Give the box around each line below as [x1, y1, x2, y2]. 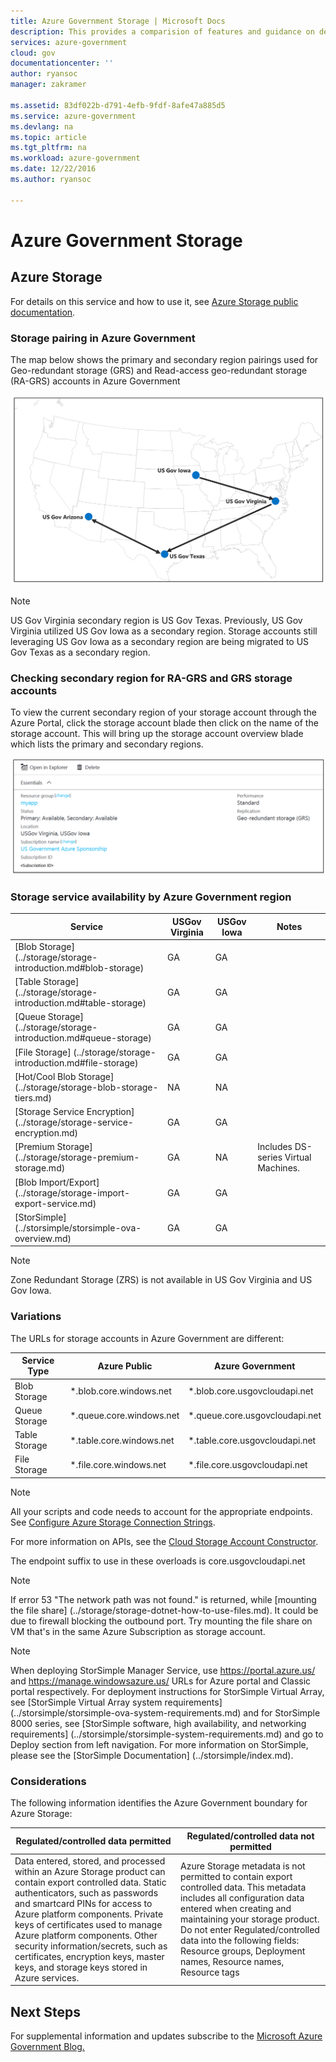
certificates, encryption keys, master [14, 1950, 165, 1962]
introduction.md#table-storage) [14, 997, 147, 1009]
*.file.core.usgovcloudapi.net [188, 1458, 308, 1470]
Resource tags [180, 1966, 240, 1979]
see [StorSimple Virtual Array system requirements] [10, 1696, 223, 1708]
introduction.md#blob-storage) [14, 961, 145, 974]
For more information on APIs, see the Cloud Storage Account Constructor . [10, 1535, 319, 1547]
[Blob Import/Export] [14, 1176, 100, 1188]
